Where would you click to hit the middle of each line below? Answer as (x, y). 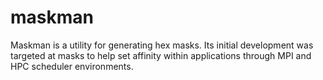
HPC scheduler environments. (72, 66)
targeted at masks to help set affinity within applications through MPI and (161, 55)
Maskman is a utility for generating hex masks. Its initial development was (162, 45)
